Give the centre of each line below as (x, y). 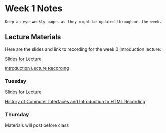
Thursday (17, 114)
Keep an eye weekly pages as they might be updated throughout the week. (83, 22)
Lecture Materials (33, 37)
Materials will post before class (37, 125)
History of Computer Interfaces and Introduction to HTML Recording (75, 102)
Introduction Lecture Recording (37, 68)
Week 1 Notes (34, 9)
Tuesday (16, 81)
